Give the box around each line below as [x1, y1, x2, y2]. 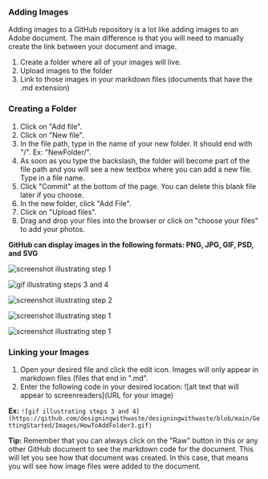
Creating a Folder [8, 103, 78, 114]
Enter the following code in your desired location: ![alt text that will [19, 382, 239, 391]
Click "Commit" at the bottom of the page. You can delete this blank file [19, 181, 257, 191]
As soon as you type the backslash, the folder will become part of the [19, 155, 250, 165]
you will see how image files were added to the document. [8, 461, 201, 471]
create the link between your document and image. [8, 42, 177, 52]
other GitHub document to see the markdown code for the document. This [8, 444, 254, 453]
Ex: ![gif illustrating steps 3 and [8, 406, 130, 415]
